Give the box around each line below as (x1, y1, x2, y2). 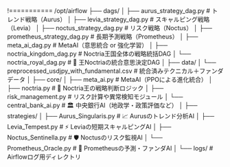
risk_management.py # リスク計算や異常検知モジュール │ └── (7, 93, 183, 100)
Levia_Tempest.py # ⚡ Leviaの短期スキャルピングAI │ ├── (7, 123, 172, 131)
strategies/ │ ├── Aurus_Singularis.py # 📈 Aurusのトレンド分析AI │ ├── (7, 112, 215, 120)
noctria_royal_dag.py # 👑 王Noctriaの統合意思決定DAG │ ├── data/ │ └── (7, 58, 216, 66)
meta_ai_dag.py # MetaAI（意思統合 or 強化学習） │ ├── (7, 41, 168, 49)
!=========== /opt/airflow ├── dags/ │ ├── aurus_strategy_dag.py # (7, 7, 211, 14)
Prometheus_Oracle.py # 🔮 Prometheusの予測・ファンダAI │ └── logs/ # (7, 144, 214, 152)
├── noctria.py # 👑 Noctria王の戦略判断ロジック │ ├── (7, 84, 164, 92)
